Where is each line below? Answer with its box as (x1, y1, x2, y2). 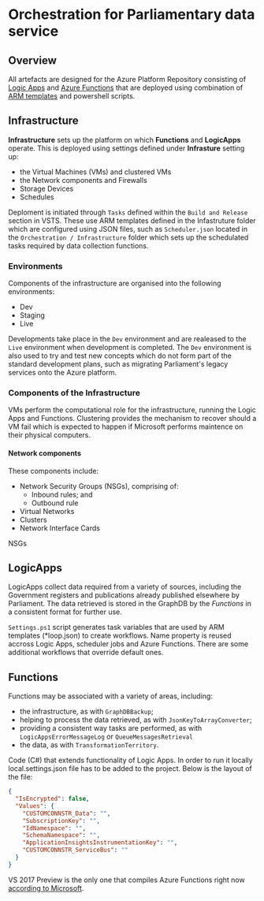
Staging (19, 311, 46, 320)
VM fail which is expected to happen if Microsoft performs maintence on (8, 422, 244, 431)
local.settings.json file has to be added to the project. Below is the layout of (8, 764, 252, 773)
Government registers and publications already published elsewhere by (8, 590, 240, 600)
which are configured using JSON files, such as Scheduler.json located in (8, 224, 248, 233)
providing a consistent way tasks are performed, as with (19, 724, 203, 733)
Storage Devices (19, 184, 74, 193)
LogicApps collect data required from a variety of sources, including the (8, 582, 242, 592)
